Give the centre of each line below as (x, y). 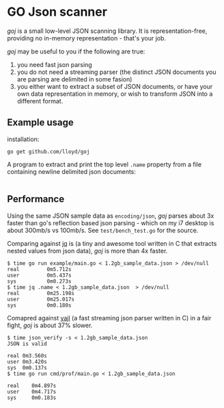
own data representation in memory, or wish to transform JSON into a (115, 94)
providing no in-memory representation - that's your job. (86, 38)
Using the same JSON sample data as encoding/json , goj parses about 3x (111, 216)
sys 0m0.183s (32, 398)
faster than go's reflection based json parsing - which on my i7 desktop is (111, 222)
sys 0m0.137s (27, 368)
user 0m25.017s (41, 299)
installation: (23, 139)
